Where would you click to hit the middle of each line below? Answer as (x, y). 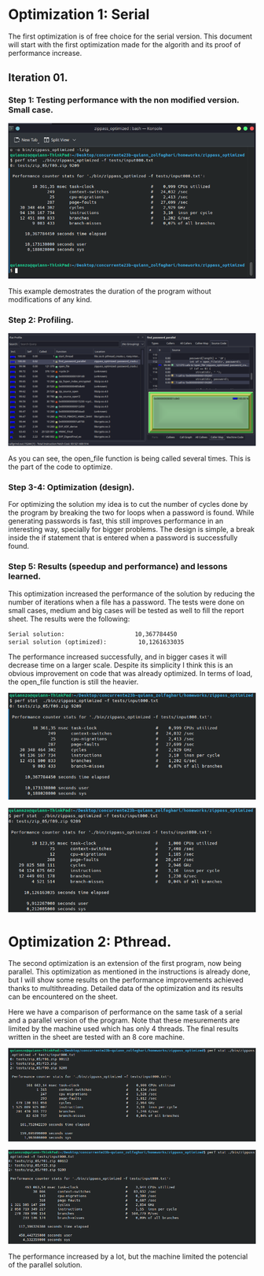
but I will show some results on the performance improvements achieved (126, 980)
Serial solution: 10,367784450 (93, 634)
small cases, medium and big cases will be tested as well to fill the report (126, 610)
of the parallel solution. (45, 1264)
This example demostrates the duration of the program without (110, 291)
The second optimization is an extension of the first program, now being (125, 963)
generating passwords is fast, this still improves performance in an (116, 521)
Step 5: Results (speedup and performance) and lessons (118, 567)
